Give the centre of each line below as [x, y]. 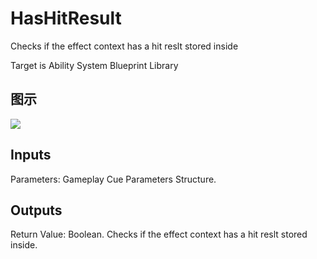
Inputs [31, 155]
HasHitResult [66, 18]
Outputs [36, 210]
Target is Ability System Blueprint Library [94, 65]
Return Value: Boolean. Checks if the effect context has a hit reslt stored [159, 234]
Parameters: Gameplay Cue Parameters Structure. [113, 179]
